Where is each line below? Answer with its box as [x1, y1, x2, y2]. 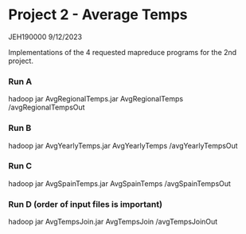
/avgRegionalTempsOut [8, 102, 85, 113]
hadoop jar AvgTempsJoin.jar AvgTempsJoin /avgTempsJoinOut [8, 217, 218, 227]
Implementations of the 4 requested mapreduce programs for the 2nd [8, 47, 237, 57]
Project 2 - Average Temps [8, 6, 188, 24]
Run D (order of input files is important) [8, 198, 163, 209]
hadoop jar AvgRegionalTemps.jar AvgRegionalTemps [8, 94, 184, 104]
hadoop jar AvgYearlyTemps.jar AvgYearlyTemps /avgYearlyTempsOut [8, 141, 238, 150]
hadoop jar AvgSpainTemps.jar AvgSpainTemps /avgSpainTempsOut [8, 178, 231, 188]
